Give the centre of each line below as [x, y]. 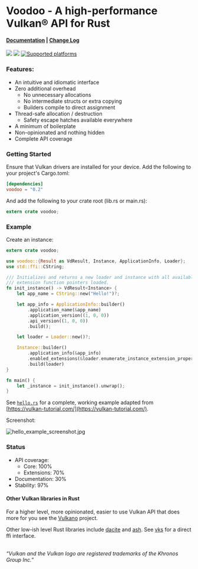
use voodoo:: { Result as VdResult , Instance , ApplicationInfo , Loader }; [96, 261]
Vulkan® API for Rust [58, 23]
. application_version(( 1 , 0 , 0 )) [68, 315]
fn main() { [21, 380]
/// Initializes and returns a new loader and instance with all [88, 277]
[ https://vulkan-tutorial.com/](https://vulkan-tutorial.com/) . [77, 409]
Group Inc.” [20, 560]
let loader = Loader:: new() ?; [54, 337]
